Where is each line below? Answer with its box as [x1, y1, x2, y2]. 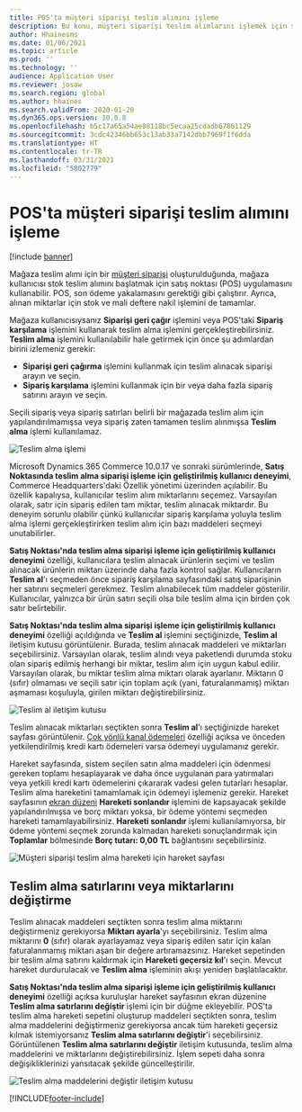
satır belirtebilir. [9, 603, 67, 614]
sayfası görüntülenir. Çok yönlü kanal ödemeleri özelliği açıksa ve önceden [9, 731, 286, 742]
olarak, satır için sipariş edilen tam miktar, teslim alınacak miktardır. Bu [9, 499, 269, 510]
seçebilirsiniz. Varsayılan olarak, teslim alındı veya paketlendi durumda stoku [9, 649, 292, 659]
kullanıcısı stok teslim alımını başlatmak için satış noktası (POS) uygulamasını [9, 278, 293, 289]
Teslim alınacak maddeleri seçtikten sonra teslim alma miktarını [9, 917, 243, 928]
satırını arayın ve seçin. [22, 390, 108, 400]
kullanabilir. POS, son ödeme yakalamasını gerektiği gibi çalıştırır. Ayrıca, [9, 288, 277, 299]
